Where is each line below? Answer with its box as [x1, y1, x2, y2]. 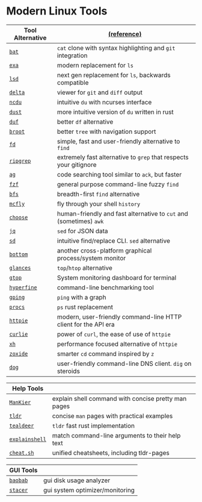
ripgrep [9, 157, 31, 164]
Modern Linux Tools [6, 4, 108, 18]
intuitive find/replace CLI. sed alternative [57, 236, 170, 245]
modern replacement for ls [57, 61, 134, 69]
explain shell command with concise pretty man [52, 394, 187, 403]
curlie [9, 330, 28, 337]
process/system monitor [57, 254, 126, 262]
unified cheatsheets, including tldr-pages [52, 448, 170, 457]
